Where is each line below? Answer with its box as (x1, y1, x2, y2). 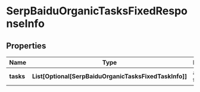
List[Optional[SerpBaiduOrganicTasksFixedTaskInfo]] (32, 72, 187, 80)
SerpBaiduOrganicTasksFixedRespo (6, 4, 188, 18)
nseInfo (6, 17, 45, 30)
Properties (6, 41, 46, 51)
